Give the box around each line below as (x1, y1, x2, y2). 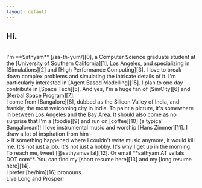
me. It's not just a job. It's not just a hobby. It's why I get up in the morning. (6, 143, 192, 151)
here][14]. (6, 162, 31, 169)
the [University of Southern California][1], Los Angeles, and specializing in (6, 60, 190, 67)
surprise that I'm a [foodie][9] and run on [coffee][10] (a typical (6, 117, 163, 125)
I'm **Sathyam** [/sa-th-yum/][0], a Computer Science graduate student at (6, 54, 196, 61)
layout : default (6, 8, 47, 15)
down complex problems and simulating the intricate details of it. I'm (6, 73, 176, 80)
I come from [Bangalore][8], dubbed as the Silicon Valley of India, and (6, 98, 180, 105)
